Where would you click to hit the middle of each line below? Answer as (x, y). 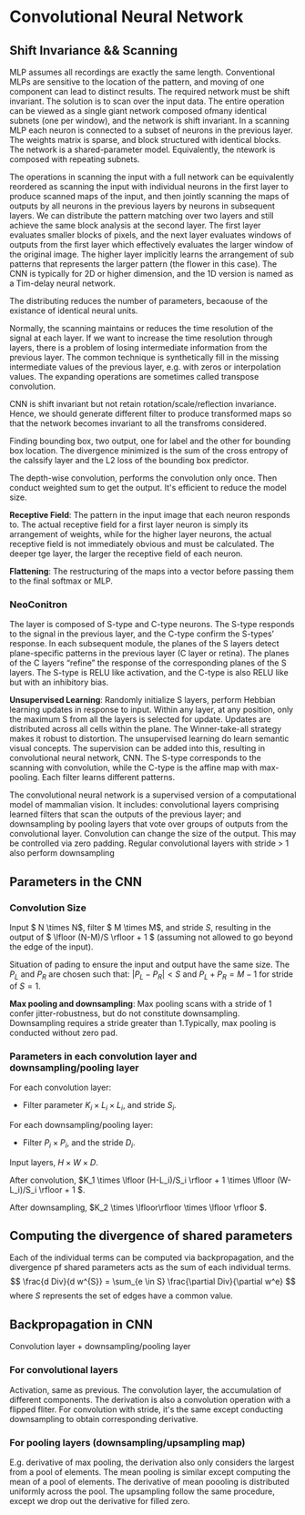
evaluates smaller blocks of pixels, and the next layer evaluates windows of (151, 235)
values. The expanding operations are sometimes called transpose (134, 376)
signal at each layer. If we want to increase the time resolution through (141, 338)
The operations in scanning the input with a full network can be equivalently (152, 177)
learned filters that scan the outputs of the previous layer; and (126, 814)
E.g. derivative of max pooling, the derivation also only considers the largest (152, 1462)
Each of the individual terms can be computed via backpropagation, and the (152, 1257)
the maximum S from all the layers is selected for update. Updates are (140, 719)
